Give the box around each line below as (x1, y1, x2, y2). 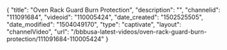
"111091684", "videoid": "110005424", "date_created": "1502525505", (6, 13, 203, 21)
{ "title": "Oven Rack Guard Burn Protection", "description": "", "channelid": (6, 6, 221, 14)
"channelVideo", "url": (6, 27, 70, 36)
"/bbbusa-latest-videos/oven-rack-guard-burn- (71, 27, 208, 36)
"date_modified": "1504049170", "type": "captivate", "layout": (6, 21, 182, 28)
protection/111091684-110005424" (6, 35, 105, 43)
